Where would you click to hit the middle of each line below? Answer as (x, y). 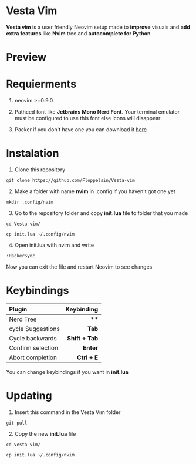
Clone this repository (40, 170)
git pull (17, 423)
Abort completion (33, 357)
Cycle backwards (33, 338)
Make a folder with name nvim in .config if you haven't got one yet (95, 191)
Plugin (18, 309)
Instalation (33, 153)
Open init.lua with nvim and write (54, 245)
